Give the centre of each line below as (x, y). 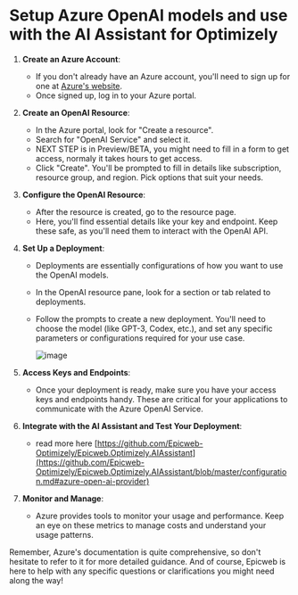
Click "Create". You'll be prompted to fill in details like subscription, (158, 168)
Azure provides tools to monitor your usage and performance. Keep (160, 516)
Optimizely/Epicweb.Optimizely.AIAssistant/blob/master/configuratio (161, 471)
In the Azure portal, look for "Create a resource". (124, 129)
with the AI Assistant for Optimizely (144, 34)
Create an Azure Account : (71, 59)
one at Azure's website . (79, 86)
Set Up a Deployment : (63, 248)
